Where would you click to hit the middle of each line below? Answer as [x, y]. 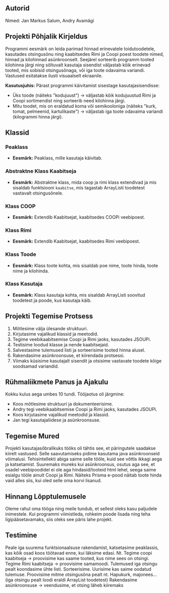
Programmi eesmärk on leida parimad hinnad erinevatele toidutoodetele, [80, 49]
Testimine [21, 536]
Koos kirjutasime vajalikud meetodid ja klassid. [61, 415]
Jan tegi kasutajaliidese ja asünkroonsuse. [57, 420]
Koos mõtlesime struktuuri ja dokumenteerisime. [63, 404]
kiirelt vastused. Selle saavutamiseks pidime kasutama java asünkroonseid [82, 454]
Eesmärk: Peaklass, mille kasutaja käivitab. [57, 158]
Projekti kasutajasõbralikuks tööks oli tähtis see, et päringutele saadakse [80, 448]
